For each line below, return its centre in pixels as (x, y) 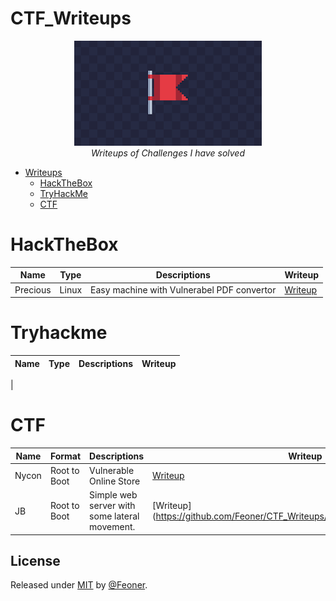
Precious (33, 289)
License (35, 560)
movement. (112, 526)
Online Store (115, 481)
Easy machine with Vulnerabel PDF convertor (183, 289)
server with (112, 505)
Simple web (113, 495)
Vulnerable (112, 470)
